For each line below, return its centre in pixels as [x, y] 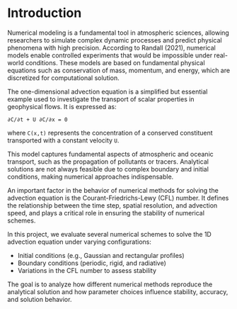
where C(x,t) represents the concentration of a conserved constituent [110, 133]
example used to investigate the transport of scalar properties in [101, 99]
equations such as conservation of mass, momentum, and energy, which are [119, 70]
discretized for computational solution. [64, 78]
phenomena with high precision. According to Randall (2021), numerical [111, 47]
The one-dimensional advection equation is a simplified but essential [108, 91]
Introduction [45, 13]
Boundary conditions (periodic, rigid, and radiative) [92, 263]
